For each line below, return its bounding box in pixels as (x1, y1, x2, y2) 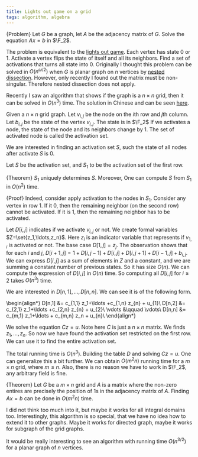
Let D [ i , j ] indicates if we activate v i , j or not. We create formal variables (6, 226, 178, 235)
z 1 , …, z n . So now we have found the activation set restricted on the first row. (6, 330, 192, 339)
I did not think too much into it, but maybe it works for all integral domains (6, 406, 186, 414)
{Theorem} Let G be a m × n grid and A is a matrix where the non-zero (6, 381, 177, 388)
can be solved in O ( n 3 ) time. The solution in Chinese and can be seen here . (6, 98, 189, 106)
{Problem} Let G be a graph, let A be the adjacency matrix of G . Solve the (6, 30, 185, 37)
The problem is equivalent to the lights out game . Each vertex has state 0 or (6, 48, 191, 55)
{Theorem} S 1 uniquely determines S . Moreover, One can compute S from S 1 (6, 174, 192, 183)
